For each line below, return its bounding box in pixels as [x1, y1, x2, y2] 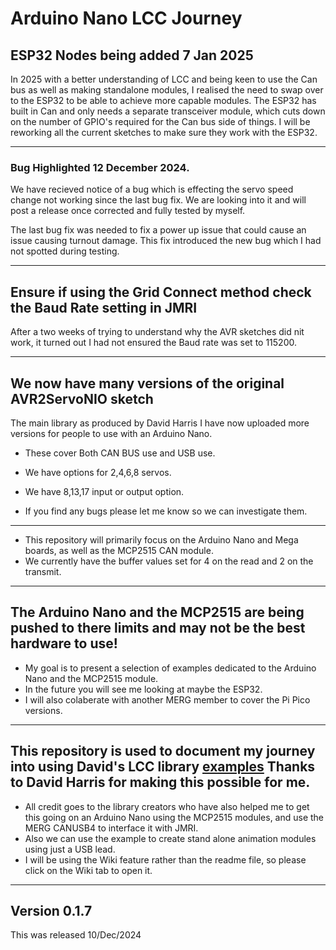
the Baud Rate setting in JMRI [10, 299, 198, 316]
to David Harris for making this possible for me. [10, 774, 311, 791]
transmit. [24, 565, 62, 577]
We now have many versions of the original [10, 375, 285, 392]
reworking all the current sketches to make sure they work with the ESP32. [10, 127, 318, 138]
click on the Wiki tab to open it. [24, 864, 153, 876]
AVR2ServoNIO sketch [10, 390, 154, 407]
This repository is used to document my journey [10, 743, 316, 760]
